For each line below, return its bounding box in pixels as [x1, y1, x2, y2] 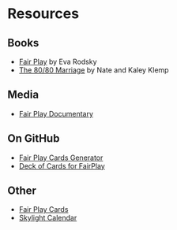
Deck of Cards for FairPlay [18, 161, 106, 170]
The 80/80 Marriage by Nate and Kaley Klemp [18, 65, 169, 75]
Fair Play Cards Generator [18, 153, 104, 162]
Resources [7, 5, 80, 23]
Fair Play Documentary [18, 109, 94, 118]
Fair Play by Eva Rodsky [18, 57, 97, 66]
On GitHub [7, 132, 60, 146]
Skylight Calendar [18, 213, 77, 223]
